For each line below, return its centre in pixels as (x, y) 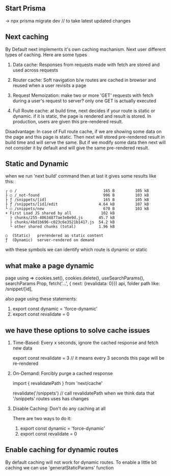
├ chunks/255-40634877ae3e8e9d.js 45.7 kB (62, 218)
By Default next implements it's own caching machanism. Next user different (86, 49)
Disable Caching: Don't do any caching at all (59, 408)
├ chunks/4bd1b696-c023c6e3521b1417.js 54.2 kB (62, 222)
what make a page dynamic (50, 266)
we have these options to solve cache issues (78, 330)
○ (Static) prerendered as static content (54, 236)
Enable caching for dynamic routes (62, 450)
